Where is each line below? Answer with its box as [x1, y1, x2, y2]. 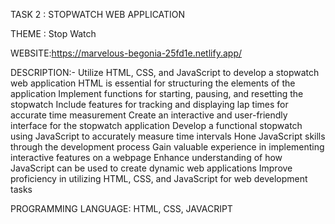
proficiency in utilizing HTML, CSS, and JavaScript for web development [10, 173, 308, 184]
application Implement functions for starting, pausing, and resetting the [10, 88, 304, 99]
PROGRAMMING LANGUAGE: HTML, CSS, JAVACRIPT [10, 203, 233, 214]
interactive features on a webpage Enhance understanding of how [10, 152, 283, 163]
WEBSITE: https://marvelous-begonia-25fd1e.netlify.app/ [10, 47, 242, 59]
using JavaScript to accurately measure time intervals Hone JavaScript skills [10, 130, 326, 142]
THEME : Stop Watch [10, 28, 97, 39]
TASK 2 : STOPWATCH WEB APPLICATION [10, 9, 186, 20]
